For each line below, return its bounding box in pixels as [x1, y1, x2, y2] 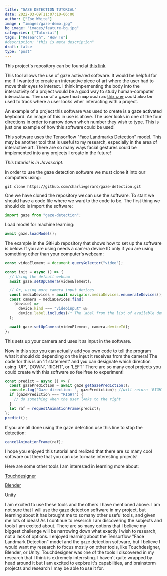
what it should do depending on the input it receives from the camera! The [5, 353, 158, 359]
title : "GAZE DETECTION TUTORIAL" [5, 7, 77, 12]
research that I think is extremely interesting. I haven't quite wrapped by [5, 555, 153, 561]
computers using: [5, 174, 41, 180]
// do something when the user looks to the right [14, 397, 121, 402]
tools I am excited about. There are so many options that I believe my [5, 523, 147, 529]
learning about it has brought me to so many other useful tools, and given [5, 512, 156, 518]
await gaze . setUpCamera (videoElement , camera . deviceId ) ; [9, 324, 130, 329]
